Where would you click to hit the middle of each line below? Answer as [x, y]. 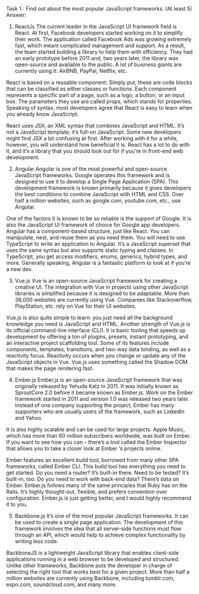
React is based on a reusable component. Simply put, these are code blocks [99, 82]
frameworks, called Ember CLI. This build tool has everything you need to [96, 466]
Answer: [16, 15]
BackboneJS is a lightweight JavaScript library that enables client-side [93, 553]
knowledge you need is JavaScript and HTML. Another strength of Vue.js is [98, 324]
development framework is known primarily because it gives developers [103, 188]
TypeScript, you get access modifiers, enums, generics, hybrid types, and [97, 256]
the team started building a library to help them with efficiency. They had [104, 52]
